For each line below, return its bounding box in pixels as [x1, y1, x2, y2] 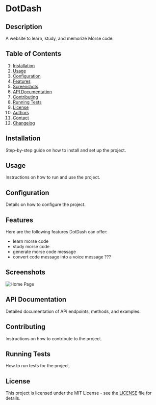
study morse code [12, 244, 50, 250]
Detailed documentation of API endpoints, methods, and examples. [5, 308, 141, 314]
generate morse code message [12, 249, 76, 255]
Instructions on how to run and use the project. [5, 175, 100, 180]
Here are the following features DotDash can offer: [5, 229, 107, 235]
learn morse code [12, 238, 49, 244]
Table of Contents [5, 50, 62, 58]
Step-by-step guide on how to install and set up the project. [5, 147, 127, 153]
